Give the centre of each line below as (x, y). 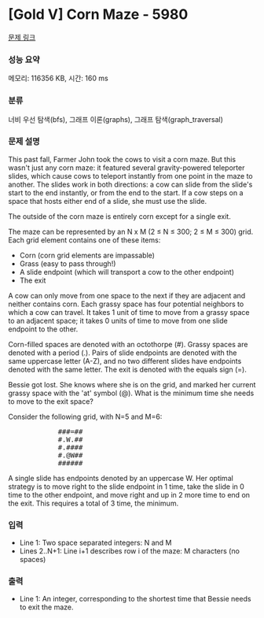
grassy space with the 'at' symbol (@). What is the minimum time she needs (131, 393)
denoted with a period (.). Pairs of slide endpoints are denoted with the (123, 353)
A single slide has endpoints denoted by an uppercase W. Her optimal (121, 478)
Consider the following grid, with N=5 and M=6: (85, 416)
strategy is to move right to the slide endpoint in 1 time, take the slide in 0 (126, 487)
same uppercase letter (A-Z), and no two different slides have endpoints (125, 361)
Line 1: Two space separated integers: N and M (95, 543)
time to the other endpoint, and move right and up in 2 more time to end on (129, 494)
